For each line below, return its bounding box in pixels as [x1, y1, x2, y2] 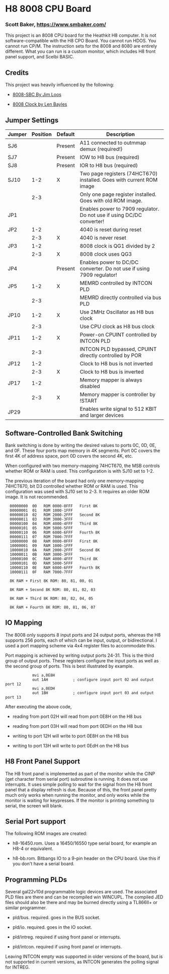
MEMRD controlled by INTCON [79, 280, 152, 287]
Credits [5, 68, 29, 77]
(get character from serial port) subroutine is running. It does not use [5, 776, 148, 782]
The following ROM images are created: [5, 831, 88, 837]
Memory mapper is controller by [79, 391, 156, 398]
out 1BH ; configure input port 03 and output [32, 690, 154, 695]
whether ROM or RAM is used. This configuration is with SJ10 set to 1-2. [5, 468, 154, 474]
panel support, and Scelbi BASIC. [5, 54, 74, 60]
